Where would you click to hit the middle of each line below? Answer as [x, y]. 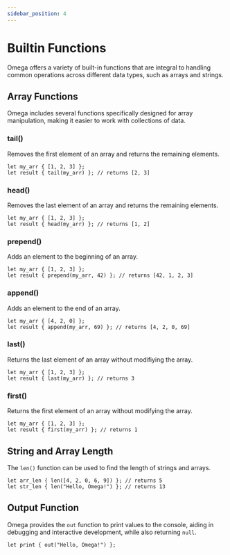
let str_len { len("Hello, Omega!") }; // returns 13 [87, 486]
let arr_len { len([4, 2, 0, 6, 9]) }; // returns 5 [85, 481]
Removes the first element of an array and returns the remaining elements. [113, 154]
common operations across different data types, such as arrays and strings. [115, 74]
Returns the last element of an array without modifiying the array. [100, 360]
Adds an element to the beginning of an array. [73, 257]
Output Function [43, 508]
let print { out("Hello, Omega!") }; [62, 545]
